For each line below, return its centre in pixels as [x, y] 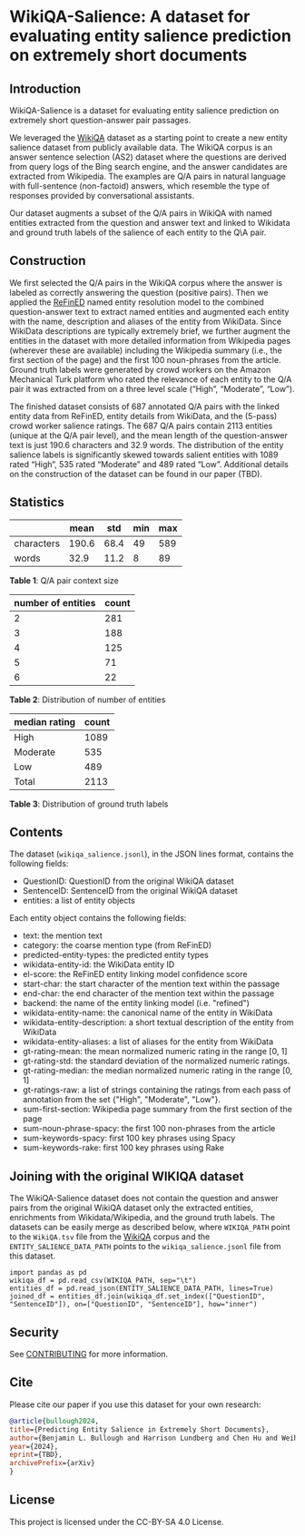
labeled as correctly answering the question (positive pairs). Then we [139, 292]
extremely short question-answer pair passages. [100, 120]
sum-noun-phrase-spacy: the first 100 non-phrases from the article [149, 1129]
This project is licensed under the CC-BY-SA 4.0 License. [117, 1521]
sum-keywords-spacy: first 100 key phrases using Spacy [129, 1138]
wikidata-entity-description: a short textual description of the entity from [158, 1022]
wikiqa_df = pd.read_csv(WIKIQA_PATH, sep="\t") [103, 1281]
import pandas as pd [49, 1273]
